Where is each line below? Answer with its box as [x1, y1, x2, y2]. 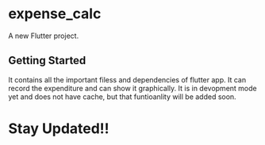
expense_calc [8, 5, 102, 23]
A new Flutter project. [8, 31, 79, 40]
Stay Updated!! [8, 120, 109, 137]
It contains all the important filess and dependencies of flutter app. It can [8, 74, 247, 84]
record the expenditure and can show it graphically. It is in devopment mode [8, 83, 257, 93]
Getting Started [8, 54, 86, 67]
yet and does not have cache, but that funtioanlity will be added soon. [8, 92, 236, 101]
